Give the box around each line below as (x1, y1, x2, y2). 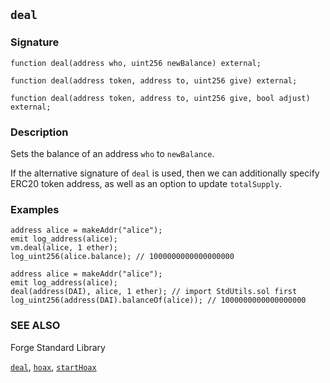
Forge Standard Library (10, 341, 106, 353)
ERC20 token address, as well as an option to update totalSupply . (10, 177, 282, 189)
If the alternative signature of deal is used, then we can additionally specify (10, 167, 320, 179)
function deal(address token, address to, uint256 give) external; (10, 75, 298, 86)
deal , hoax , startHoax (10, 360, 97, 373)
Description (10, 125, 69, 139)
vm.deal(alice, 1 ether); (10, 243, 118, 253)
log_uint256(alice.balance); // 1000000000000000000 (10, 252, 235, 262)
